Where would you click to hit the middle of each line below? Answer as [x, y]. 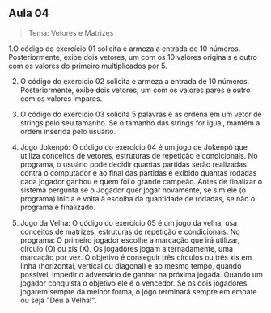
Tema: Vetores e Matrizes [71, 32]
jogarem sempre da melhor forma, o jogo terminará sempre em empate [138, 291]
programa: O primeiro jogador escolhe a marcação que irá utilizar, [130, 240]
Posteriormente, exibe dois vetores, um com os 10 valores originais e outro [133, 57]
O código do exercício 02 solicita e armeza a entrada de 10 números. [135, 81]
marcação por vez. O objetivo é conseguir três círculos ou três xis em [136, 257]
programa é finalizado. [57, 207]
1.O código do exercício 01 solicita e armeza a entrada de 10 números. [125, 49]
